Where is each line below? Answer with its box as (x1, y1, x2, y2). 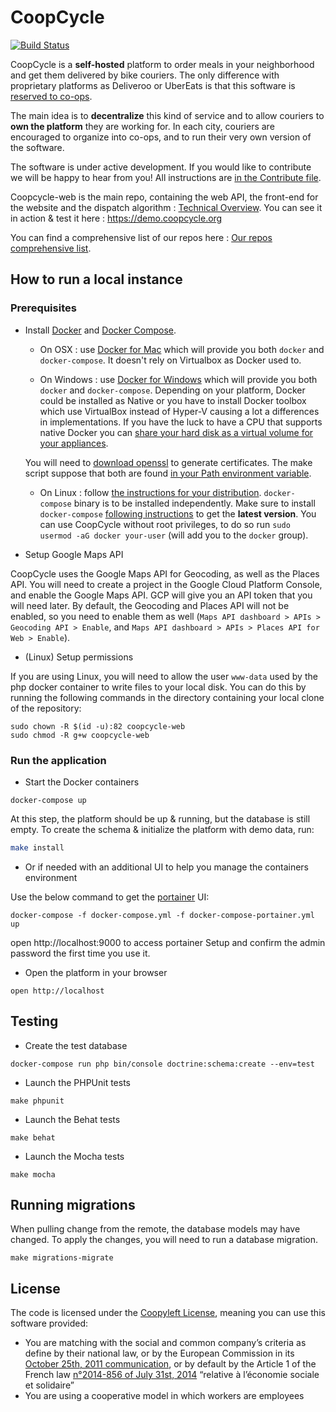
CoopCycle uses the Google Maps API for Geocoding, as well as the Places (10, 567, 320, 580)
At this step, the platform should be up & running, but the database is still (10, 812, 311, 825)
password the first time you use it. (10, 947, 151, 959)
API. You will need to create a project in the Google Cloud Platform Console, (10, 578, 323, 590)
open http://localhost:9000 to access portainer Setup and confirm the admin (10, 936, 326, 948)
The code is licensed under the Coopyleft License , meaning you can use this (10, 1307, 326, 1319)
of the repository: (10, 702, 82, 714)
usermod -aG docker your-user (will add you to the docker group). (39, 529, 309, 541)
